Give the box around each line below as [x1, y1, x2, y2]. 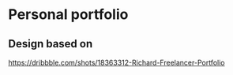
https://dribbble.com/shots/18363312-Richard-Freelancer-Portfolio [8, 58, 225, 67]
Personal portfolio [8, 6, 129, 24]
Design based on [8, 37, 93, 51]
